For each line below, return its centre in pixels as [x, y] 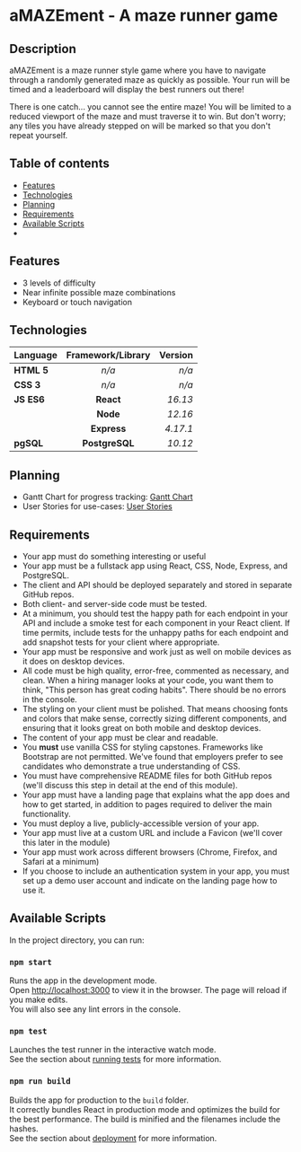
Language [36, 356]
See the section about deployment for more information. [113, 1138]
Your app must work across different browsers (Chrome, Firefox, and [150, 852]
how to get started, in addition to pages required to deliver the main [147, 805]
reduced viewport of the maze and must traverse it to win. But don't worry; [148, 116]
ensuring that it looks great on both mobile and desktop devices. [142, 728]
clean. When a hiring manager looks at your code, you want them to [148, 681]
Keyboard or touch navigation [77, 302]
